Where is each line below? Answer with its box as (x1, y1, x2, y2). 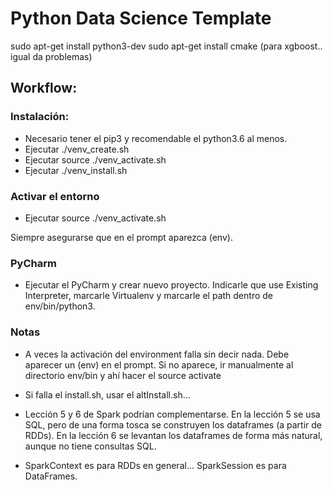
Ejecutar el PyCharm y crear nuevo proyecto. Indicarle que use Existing (24, 279, 319, 291)
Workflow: (10, 80, 78, 97)
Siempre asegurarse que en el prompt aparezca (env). (10, 231, 233, 243)
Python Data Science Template (10, 7, 272, 30)
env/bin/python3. (24, 300, 96, 312)
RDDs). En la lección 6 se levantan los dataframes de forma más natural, (24, 429, 323, 441)
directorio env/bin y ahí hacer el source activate (24, 369, 222, 381)
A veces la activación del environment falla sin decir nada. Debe (24, 348, 290, 360)
